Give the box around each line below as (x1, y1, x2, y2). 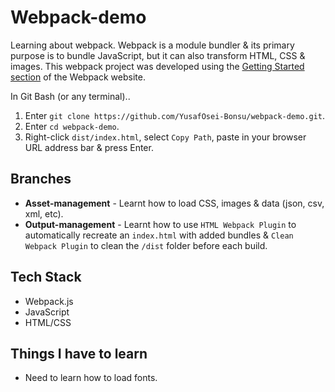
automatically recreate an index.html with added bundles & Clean (24, 229, 294, 241)
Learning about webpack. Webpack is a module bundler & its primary (10, 39, 295, 51)
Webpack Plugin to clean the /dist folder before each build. (24, 239, 268, 251)
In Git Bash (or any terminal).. (10, 90, 131, 102)
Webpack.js (24, 295, 74, 307)
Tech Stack (10, 269, 82, 286)
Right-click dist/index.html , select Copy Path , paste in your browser (24, 131, 307, 143)
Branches (10, 171, 72, 188)
